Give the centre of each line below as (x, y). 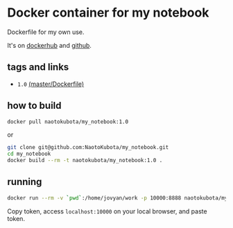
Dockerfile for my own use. (46, 32)
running (25, 182)
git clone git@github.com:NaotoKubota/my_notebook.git (88, 148)
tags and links (38, 67)
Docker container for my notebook (108, 13)
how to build (34, 106)
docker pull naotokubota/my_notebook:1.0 (68, 122)
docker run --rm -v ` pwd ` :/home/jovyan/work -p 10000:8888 (94, 198)
